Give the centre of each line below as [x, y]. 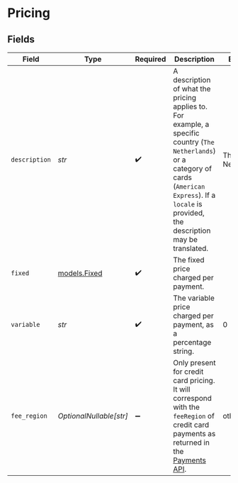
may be [186, 239]
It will [182, 389]
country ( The [194, 142]
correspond [193, 398]
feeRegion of [194, 416]
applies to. [190, 106]
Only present [194, 363]
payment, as [193, 324]
